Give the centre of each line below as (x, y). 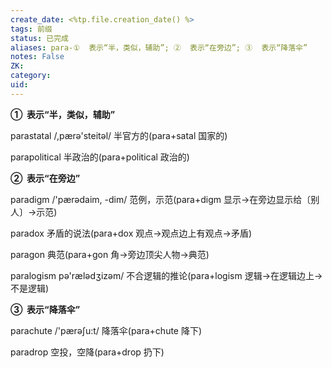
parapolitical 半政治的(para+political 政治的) (100, 157)
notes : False (37, 57)
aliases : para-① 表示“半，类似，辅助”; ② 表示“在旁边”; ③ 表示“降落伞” (159, 47)
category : (31, 76)
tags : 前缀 (31, 29)
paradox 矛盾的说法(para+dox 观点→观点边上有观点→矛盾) (131, 233)
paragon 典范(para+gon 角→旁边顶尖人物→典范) (110, 254)
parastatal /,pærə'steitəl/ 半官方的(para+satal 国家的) (119, 135)
